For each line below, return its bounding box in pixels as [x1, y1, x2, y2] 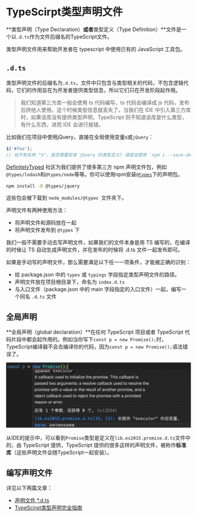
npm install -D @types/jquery [6, 183, 80, 189]
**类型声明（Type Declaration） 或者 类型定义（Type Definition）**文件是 [6, 26, 182, 33]
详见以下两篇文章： [6, 484, 53, 492]
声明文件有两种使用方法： [6, 207, 68, 214]
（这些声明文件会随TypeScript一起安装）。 [11, 449, 113, 456]
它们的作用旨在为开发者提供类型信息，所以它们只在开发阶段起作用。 [16, 86, 181, 94]
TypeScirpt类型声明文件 [6, 5, 123, 19]
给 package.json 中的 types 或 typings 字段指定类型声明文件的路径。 [14, 271, 180, 278]
